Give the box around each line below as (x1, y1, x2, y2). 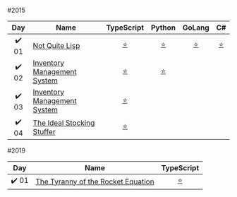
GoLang (182, 23, 209, 32)
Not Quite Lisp (32, 40, 80, 50)
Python (150, 23, 176, 32)
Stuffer (32, 126, 56, 136)
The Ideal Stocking (32, 118, 95, 128)
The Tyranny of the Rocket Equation (35, 177, 154, 186)
